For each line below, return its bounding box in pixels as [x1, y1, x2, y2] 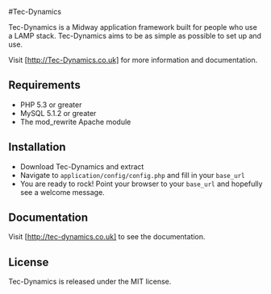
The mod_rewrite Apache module [19, 117, 131, 126]
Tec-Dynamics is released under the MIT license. [8, 277, 172, 287]
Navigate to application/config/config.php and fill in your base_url [19, 170, 245, 180]
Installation [8, 140, 66, 154]
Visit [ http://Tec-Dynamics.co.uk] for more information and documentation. [8, 56, 258, 64]
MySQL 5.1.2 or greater [19, 108, 97, 118]
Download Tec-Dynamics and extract [19, 161, 144, 172]
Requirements [8, 78, 81, 92]
